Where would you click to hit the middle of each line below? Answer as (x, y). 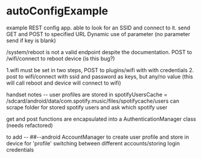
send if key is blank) (31, 40)
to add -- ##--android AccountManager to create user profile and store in (98, 137)
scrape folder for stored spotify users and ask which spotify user (87, 107)
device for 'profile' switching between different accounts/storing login (93, 143)
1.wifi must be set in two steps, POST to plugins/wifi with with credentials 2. (100, 70)
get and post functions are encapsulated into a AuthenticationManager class (101, 119)
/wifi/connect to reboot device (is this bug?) (61, 58)
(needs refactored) (30, 125)
